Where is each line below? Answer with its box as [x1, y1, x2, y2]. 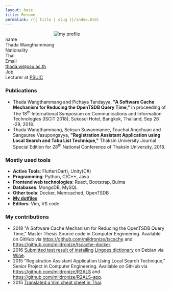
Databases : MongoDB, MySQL [12, 184, 78, 190]
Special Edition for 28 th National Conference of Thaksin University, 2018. [12, 143, 166, 150]
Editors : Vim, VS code [12, 201, 60, 207]
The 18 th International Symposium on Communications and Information [12, 109, 162, 116]
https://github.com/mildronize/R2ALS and [12, 269, 101, 275]
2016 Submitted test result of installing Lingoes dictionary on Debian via [12, 247, 164, 253]
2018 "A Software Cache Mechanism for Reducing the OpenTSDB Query [12, 225, 165, 231]
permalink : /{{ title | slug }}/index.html [5, 17, 100, 22]
